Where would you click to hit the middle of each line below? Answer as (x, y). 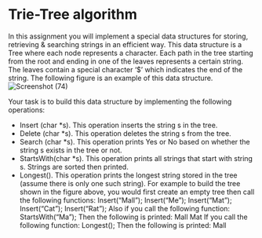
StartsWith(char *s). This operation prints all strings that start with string (136, 158)
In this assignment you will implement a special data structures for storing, (128, 36)
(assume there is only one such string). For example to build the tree (130, 183)
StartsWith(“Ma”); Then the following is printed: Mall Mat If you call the (134, 217)
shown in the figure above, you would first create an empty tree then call (137, 192)
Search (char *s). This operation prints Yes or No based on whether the (135, 141)
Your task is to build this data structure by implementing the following (120, 101)
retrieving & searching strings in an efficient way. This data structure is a (125, 44)
